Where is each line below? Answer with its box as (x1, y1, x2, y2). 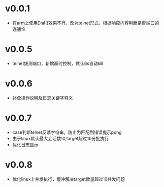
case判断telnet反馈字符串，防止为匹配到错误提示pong (12, 129, 122, 135)
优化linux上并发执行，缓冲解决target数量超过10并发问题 (12, 176, 125, 182)
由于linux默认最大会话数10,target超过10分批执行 (12, 135, 109, 141)
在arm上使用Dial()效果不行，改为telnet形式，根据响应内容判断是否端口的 (12, 20, 159, 26)
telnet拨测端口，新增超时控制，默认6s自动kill (12, 60, 103, 66)
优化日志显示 (12, 141, 38, 148)
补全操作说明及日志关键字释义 (12, 94, 73, 101)
